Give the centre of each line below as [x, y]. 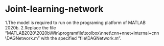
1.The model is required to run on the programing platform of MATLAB [75, 23]
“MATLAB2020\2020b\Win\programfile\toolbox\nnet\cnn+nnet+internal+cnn [82, 33]
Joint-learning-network [54, 9]
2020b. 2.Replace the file [31, 27]
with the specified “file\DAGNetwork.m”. [81, 38]
